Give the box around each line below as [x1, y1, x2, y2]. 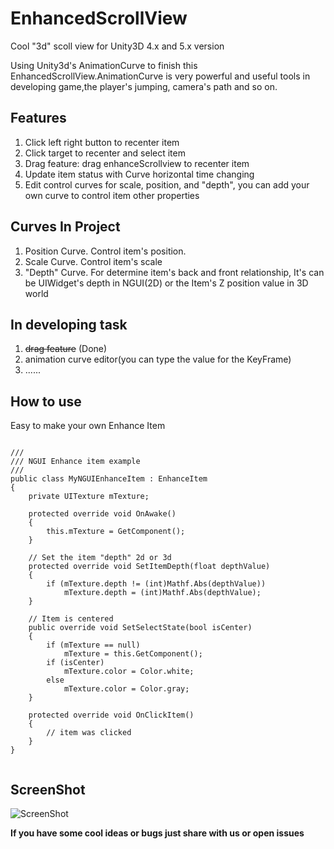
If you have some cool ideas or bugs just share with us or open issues [10, 827, 305, 839]
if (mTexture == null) [46, 640, 141, 651]
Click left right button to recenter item [24, 136, 180, 148]
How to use [10, 393, 82, 410]
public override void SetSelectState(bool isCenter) [28, 623, 253, 633]
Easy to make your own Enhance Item [10, 420, 166, 432]
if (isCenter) [46, 658, 105, 668]
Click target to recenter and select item [24, 147, 186, 159]
